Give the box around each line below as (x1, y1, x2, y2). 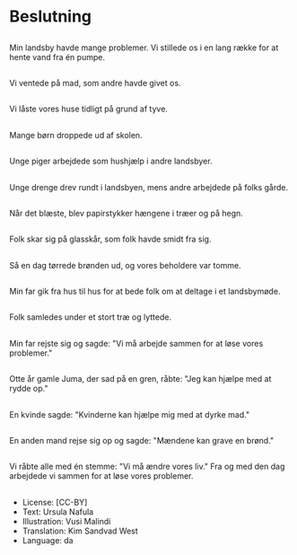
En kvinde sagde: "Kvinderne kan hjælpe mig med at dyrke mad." (9, 409, 249, 419)
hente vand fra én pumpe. (9, 51, 106, 62)
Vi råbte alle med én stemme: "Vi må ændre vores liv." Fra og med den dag (9, 461, 285, 472)
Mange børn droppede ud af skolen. (9, 129, 143, 140)
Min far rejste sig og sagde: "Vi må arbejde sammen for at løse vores (9, 338, 264, 348)
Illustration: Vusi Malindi (22, 515, 111, 526)
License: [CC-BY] (22, 497, 88, 507)
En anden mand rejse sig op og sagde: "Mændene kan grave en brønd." (9, 436, 275, 446)
